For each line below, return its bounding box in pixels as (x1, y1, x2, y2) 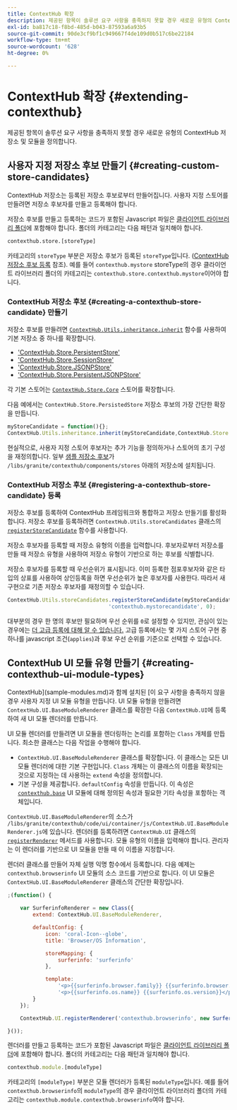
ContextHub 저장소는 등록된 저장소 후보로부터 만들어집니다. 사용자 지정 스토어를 (7, 191, 229, 199)
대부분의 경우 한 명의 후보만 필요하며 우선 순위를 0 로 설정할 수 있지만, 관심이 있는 (7, 616, 229, 625)
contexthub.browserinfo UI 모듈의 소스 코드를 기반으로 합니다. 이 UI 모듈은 (7, 869, 215, 878)
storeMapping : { (44, 950, 93, 957)
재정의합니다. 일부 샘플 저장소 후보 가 (14, 452, 115, 460)
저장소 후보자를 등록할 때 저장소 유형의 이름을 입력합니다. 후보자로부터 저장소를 (7, 541, 224, 549)
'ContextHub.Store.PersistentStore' (17, 347, 120, 357)
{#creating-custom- (129, 160, 220, 172)
